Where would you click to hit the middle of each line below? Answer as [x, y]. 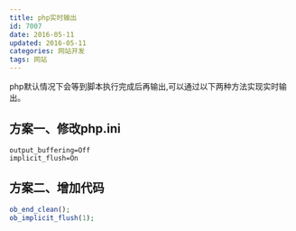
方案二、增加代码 [57, 188]
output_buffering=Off [50, 150]
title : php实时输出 [43, 18]
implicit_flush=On [44, 158]
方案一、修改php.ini [65, 129]
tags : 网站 [28, 60]
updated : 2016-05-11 [48, 43]
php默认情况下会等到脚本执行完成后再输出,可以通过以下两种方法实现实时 [144, 86]
